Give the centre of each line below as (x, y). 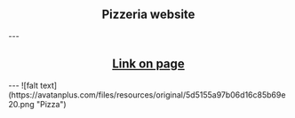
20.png (21, 104)
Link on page (148, 64)
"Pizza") (52, 104)
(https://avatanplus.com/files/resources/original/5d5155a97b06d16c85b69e (147, 94)
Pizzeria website (148, 15)
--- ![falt (24, 85)
